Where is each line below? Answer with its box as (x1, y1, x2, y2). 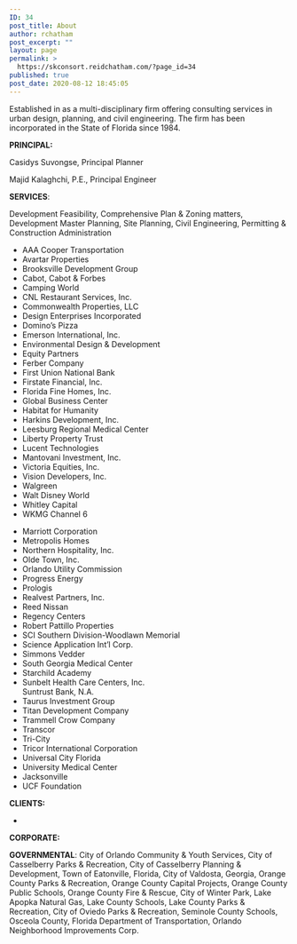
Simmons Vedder (21, 648, 86, 659)
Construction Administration (9, 227, 113, 238)
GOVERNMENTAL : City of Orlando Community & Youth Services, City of (9, 849, 273, 860)
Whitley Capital (21, 499, 78, 510)
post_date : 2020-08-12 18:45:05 (9, 79, 129, 88)
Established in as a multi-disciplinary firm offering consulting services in (9, 103, 273, 114)
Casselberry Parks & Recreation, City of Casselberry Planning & (9, 859, 242, 869)
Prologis (21, 583, 53, 593)
